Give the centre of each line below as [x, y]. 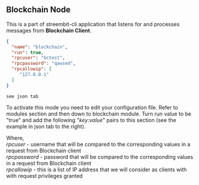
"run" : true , [28, 52]
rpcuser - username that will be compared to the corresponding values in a [98, 144]
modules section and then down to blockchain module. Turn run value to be [99, 114]
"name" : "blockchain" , [40, 47]
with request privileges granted [45, 175]
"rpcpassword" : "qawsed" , [44, 64]
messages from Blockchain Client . [49, 30]
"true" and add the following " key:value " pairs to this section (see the [91, 120]
